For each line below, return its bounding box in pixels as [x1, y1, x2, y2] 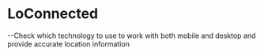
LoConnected [7, 5, 99, 23]
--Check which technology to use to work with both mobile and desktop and [7, 31, 256, 40]
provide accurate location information [7, 39, 130, 48]
